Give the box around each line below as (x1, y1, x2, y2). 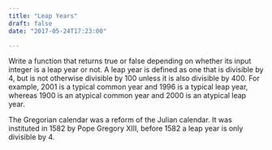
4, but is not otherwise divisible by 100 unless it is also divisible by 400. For (8, 74, 260, 84)
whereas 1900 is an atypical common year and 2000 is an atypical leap (8, 91, 246, 101)
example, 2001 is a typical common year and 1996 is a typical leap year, (8, 82, 248, 92)
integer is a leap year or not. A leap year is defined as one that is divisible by (8, 65, 264, 75)
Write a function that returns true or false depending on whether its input (8, 56, 252, 66)
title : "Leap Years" (8, 11, 79, 20)
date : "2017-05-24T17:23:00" (8, 27, 107, 35)
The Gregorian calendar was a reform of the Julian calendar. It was (8, 115, 233, 125)
